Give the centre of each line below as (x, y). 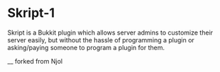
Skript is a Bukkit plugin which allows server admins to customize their (110, 32)
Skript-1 (31, 13)
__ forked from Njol (35, 61)
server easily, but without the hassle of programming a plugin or (101, 40)
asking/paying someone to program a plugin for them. (86, 47)
